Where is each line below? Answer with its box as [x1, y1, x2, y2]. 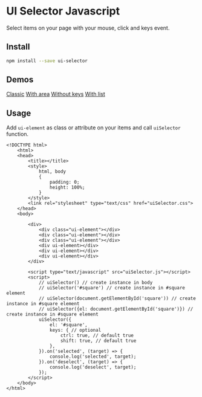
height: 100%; [49, 184, 85, 191]
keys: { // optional [49, 328, 102, 334]
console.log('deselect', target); [49, 364, 137, 370]
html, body [38, 169, 67, 175]
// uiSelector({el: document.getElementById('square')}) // [38, 306, 194, 312]
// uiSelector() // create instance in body [38, 280, 153, 286]
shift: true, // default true [60, 338, 137, 344]
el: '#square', [49, 322, 88, 328]
